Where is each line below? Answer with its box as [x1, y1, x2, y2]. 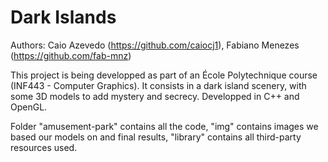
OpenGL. [10, 101, 48, 113]
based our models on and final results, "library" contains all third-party [10, 131, 302, 143]
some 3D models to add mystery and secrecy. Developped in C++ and [10, 90, 300, 102]
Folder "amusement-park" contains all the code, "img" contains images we [10, 120, 319, 132]
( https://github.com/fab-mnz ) [10, 49, 132, 61]
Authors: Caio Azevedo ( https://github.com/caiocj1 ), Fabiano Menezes [10, 39, 300, 51]
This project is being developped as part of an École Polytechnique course [10, 69, 318, 81]
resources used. [10, 141, 78, 153]
